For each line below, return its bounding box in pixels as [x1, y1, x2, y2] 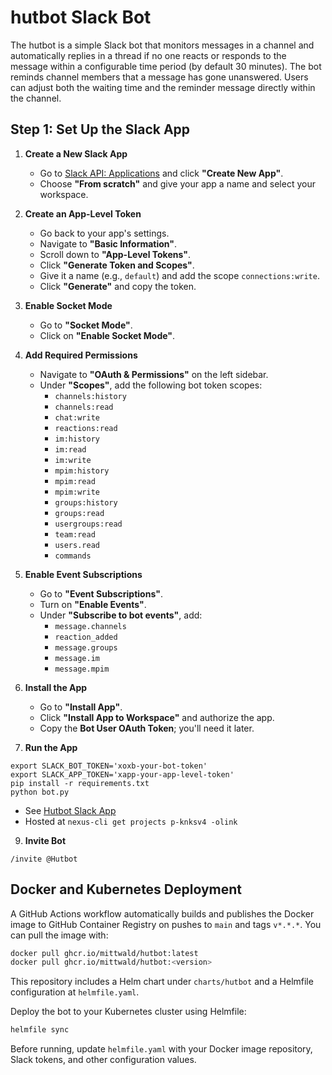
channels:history [54, 391, 127, 401]
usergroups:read [54, 519, 123, 529]
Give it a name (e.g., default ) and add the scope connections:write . [39, 269, 320, 281]
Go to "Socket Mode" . [39, 319, 133, 331]
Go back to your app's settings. [39, 227, 170, 239]
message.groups [54, 642, 118, 653]
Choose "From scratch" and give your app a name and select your [39, 177, 316, 190]
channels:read [54, 402, 114, 412]
